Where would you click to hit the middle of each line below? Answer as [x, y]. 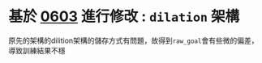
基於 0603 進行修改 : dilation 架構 [124, 17]
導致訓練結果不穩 [37, 50]
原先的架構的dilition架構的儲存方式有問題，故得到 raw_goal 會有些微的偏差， [133, 40]
